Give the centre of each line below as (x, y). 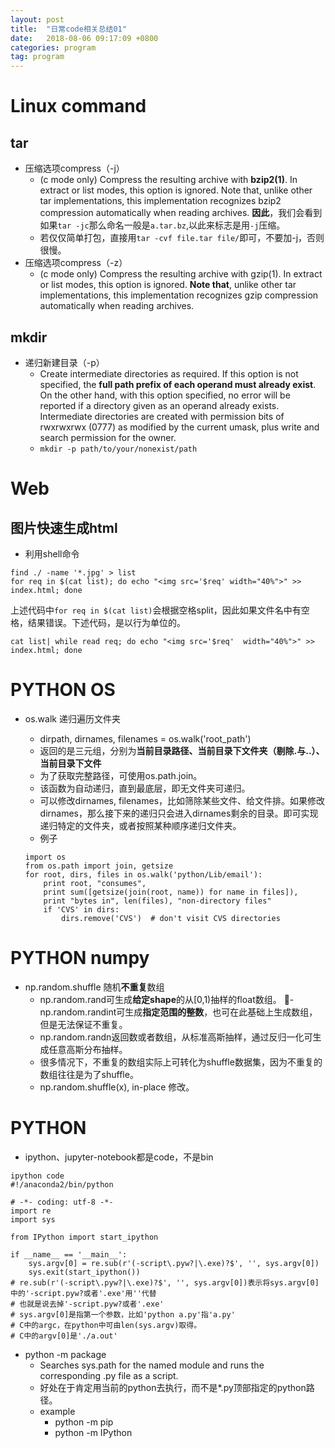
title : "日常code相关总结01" (68, 29)
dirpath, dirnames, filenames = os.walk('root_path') (145, 738)
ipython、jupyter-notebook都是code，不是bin (119, 1157)
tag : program (37, 57)
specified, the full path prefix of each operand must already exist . (178, 384)
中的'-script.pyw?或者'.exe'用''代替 (83, 1293)
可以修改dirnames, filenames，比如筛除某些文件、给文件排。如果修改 (182, 800)
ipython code (37, 1176)
